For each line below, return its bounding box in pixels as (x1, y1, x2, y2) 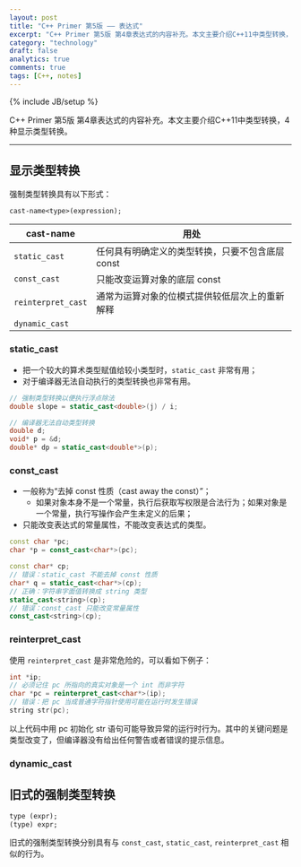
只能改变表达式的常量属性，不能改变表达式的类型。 (21, 519, 211, 530)
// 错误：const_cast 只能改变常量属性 (9, 603, 140, 612)
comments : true (9, 64, 66, 73)
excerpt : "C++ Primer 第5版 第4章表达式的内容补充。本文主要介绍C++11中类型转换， (9, 30, 293, 39)
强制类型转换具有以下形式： (9, 188, 112, 199)
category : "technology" (9, 38, 99, 48)
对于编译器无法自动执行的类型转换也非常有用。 (21, 376, 195, 386)
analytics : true (9, 55, 70, 64)
